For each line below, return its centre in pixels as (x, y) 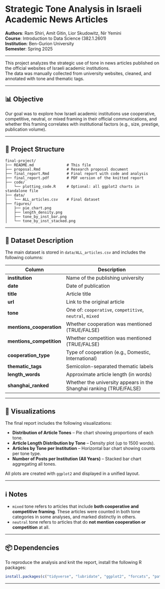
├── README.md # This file (48, 165)
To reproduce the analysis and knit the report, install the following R (73, 562)
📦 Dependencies (32, 548)
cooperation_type (29, 355)
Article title (79, 294)
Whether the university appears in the (110, 383)
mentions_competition (34, 341)
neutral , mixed (82, 316)
